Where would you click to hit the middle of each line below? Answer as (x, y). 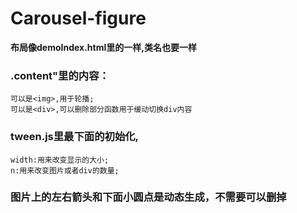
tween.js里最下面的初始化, (75, 137)
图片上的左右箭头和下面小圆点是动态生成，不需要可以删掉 (148, 197)
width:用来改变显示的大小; (60, 160)
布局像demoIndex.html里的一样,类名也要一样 (103, 47)
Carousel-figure (78, 18)
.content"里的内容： (60, 75)
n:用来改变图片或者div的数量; (65, 170)
